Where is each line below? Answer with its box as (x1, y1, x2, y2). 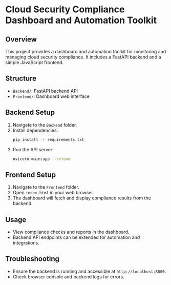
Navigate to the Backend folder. (12, 121, 77, 128)
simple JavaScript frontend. (5, 59, 64, 65)
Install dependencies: (12, 127, 58, 133)
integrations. (12, 240, 39, 246)
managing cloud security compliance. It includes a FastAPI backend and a (5, 54, 161, 60)
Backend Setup (5, 108, 55, 117)
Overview (5, 35, 37, 44)
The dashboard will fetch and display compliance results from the (12, 195, 151, 201)
